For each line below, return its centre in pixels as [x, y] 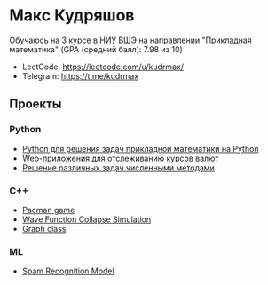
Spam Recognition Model [68, 271]
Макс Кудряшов [72, 16]
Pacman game [48, 210]
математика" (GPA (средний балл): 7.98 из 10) [96, 49]
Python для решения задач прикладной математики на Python [140, 148]
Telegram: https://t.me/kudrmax [80, 75]
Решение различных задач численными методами [118, 167]
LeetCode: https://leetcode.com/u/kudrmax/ [103, 67]
